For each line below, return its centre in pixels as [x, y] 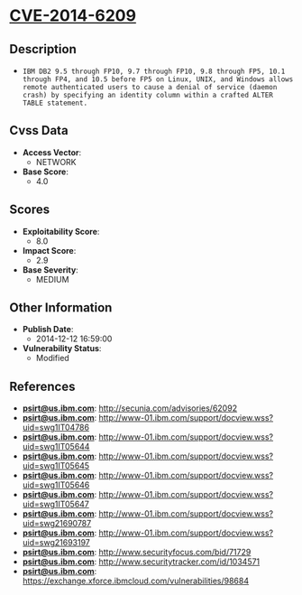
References [42, 386]
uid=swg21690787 [57, 524]
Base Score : [46, 172]
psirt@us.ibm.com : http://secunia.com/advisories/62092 [129, 408]
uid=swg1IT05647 [56, 504]
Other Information [61, 308]
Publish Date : [48, 330]
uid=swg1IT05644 [56, 447]
